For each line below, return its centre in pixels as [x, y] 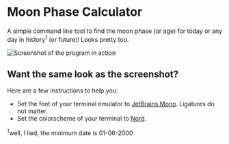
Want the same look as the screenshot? [93, 74]
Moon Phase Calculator [75, 12]
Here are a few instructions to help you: [63, 91]
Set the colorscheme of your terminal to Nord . [82, 119]
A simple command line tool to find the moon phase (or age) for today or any [115, 31]
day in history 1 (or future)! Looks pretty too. [68, 38]
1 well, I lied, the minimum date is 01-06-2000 [70, 132]
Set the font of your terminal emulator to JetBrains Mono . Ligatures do [116, 104]
